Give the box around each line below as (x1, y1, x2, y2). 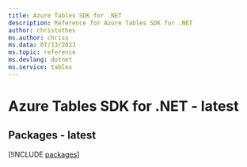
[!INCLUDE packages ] (8, 150, 80, 159)
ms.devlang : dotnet (8, 56, 73, 64)
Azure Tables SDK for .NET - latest (8, 97, 239, 115)
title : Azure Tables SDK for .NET (8, 11, 123, 20)
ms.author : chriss (8, 33, 69, 42)
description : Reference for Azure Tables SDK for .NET (8, 19, 193, 27)
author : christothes (8, 26, 77, 34)
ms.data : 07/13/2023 (8, 41, 77, 49)
